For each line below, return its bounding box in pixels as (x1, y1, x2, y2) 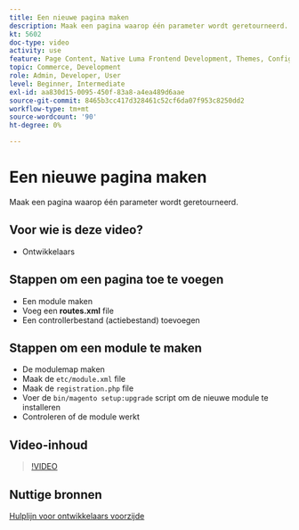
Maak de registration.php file (21, 383, 134, 393)
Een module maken (21, 295, 93, 306)
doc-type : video (9, 37, 69, 47)
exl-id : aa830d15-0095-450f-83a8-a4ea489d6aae (9, 87, 185, 96)
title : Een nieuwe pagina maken (9, 12, 129, 22)
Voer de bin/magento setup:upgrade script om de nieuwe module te (21, 393, 269, 403)
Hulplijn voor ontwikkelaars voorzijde (9, 510, 145, 521)
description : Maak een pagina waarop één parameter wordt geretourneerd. (9, 21, 289, 30)
